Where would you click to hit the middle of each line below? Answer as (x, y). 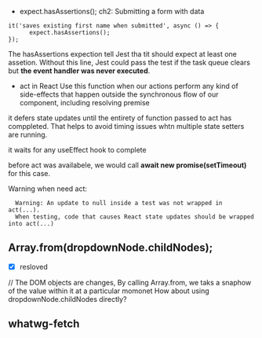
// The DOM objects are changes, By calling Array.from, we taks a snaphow (130, 282)
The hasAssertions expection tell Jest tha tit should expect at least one (122, 54)
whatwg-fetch (44, 324)
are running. (28, 134)
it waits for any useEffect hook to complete (77, 150)
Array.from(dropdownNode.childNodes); (111, 248)
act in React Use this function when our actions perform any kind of (129, 86)
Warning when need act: (48, 189)
